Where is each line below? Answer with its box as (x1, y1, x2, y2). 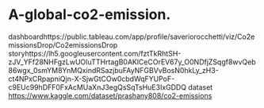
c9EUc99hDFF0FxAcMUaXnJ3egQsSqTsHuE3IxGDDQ (8, 82, 187, 92)
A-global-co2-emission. (8, 6, 171, 24)
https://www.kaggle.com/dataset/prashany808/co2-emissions (8, 91, 212, 100)
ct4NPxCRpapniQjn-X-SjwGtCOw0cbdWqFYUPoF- (8, 74, 175, 83)
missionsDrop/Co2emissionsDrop (8, 40, 118, 49)
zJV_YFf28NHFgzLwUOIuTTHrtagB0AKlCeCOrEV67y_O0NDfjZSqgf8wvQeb (8, 57, 256, 67)
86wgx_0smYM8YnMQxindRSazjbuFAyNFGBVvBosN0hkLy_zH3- (8, 65, 220, 75)
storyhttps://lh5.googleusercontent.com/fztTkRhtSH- (8, 48, 182, 58)
